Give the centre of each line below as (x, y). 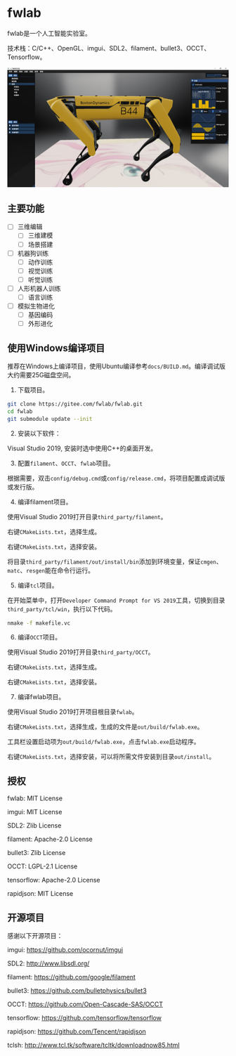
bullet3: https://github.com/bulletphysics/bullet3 (77, 991)
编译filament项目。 (45, 502)
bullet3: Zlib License (37, 853)
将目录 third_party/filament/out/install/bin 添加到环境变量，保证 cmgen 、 (115, 561)
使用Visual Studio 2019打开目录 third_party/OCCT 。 (81, 652)
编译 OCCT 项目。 (39, 637)
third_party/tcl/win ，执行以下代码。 (62, 608)
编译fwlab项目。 (41, 697)
